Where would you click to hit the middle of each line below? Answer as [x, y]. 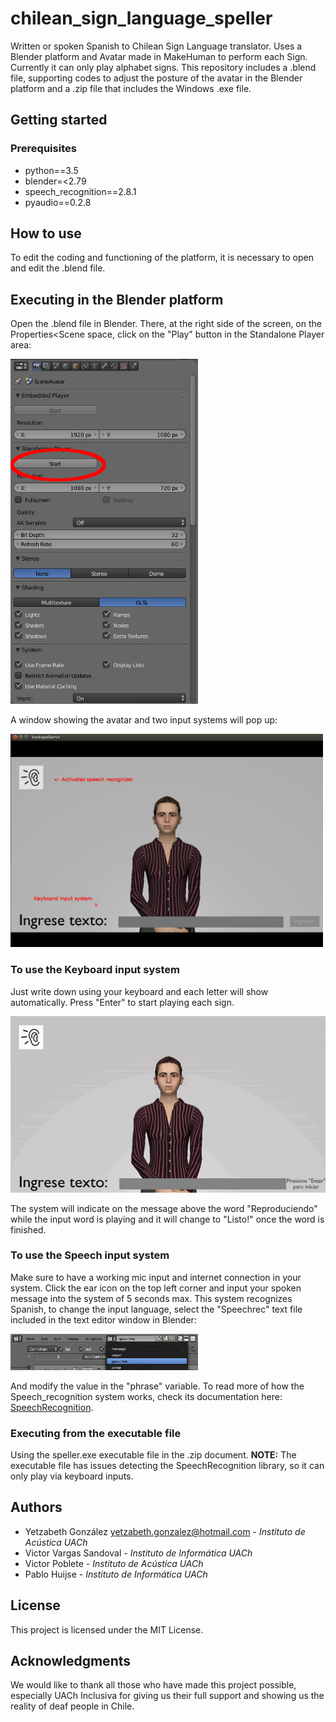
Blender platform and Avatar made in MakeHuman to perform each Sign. [159, 56]
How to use [46, 233]
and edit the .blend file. [58, 268]
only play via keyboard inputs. [72, 1476]
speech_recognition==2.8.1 [80, 191]
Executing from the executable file [96, 1433]
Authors [36, 1507]
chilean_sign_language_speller [141, 18]
